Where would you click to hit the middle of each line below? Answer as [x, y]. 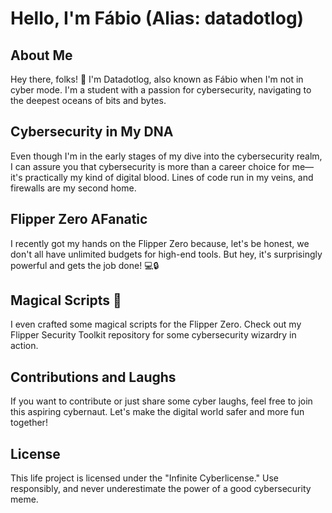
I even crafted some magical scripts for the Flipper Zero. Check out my [156, 324]
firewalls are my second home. [73, 188]
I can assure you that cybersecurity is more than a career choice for [150, 166]
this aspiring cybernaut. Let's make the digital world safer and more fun [157, 412]
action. [24, 346]
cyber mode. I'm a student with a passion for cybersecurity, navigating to [161, 90]
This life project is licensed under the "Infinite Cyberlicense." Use [144, 478]
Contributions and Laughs [93, 377]
